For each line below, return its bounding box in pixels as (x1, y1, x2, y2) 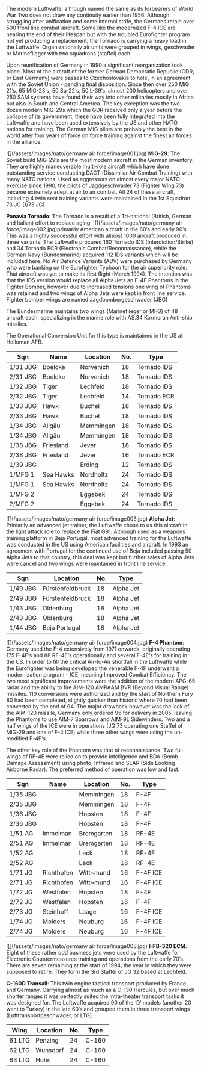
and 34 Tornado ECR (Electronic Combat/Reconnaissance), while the (6, 245, 177, 252)
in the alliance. (6, 138, 42, 145)
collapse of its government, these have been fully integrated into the (6, 113, 175, 120)
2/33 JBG (9, 412, 37, 420)
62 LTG (9, 1046, 30, 1054)
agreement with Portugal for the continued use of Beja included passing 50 (6, 547, 192, 554)
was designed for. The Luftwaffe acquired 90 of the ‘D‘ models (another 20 (6, 999, 192, 1006)
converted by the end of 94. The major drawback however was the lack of (6, 703, 190, 710)
